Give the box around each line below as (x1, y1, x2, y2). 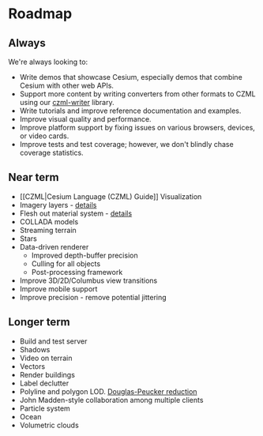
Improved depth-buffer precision (31, 250, 138, 260)
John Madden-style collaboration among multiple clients (19, 395, 204, 404)
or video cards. (19, 131, 70, 141)
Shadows (19, 344, 51, 354)
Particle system (19, 404, 71, 413)
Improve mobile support (19, 284, 98, 293)
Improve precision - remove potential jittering (19, 292, 167, 302)
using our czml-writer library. (19, 98, 115, 107)
